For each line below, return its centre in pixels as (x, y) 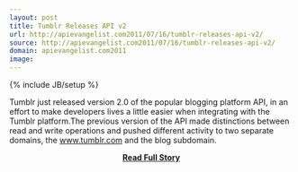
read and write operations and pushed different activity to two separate (142, 130)
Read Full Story (151, 157)
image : (22, 59)
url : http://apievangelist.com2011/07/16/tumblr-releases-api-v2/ (136, 34)
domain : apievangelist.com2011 (68, 51)
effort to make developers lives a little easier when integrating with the (140, 112)
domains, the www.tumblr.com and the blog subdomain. (113, 140)
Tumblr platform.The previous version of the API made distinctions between (149, 121)
